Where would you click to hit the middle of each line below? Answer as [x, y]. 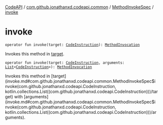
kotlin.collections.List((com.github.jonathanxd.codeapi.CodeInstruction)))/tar [81, 91]
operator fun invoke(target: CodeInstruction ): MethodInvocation [72, 45]
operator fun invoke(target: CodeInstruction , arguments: [65, 63]
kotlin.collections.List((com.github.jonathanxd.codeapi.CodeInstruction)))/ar [81, 112]
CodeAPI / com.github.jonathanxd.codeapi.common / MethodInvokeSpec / [79, 7]
